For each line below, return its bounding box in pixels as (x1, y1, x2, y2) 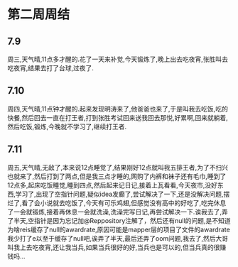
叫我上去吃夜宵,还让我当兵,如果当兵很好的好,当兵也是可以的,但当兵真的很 (7, 243, 220, 251)
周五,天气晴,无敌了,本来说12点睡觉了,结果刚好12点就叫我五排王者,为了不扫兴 (7, 163, 229, 171)
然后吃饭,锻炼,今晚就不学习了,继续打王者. (7, 122, 127, 131)
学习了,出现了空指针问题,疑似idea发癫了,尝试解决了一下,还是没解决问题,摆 (15, 190, 230, 198)
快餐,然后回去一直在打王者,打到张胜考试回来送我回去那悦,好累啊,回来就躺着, (7, 113, 229, 121)
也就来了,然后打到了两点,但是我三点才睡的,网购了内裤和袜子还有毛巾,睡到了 (7, 172, 227, 180)
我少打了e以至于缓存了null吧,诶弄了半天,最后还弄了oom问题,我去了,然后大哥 (7, 234, 229, 242)
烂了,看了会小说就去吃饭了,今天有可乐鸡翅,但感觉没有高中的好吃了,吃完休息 (7, 198, 227, 207)
